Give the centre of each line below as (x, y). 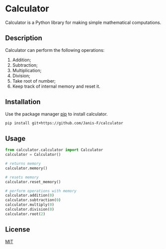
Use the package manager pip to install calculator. (56, 114)
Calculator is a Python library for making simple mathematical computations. (83, 22)
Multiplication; (27, 70)
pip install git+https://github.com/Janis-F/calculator (64, 123)
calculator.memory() (27, 168)
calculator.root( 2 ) (25, 214)
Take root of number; (34, 81)
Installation (23, 102)
